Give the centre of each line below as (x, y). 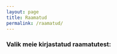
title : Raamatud (27, 18)
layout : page (23, 12)
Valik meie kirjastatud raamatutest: (59, 44)
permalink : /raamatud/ (35, 23)
